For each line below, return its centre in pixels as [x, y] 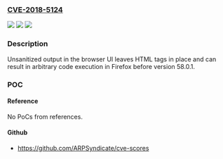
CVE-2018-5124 [35, 10]
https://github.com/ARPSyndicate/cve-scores [83, 148]
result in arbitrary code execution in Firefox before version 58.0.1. [101, 66]
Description [28, 44]
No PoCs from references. [45, 116]
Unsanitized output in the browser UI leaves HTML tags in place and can [112, 59]
